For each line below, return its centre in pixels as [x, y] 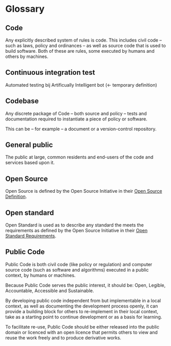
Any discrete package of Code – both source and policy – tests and [76, 113]
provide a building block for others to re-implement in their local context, [82, 311]
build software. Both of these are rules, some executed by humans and [80, 51]
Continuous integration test [50, 73]
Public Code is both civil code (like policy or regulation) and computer [79, 264]
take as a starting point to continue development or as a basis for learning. [84, 317]
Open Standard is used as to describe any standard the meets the [75, 225]
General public [29, 145]
